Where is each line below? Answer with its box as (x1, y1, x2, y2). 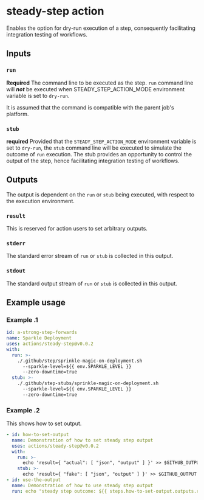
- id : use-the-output (6, 477, 61, 483)
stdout (6, 268, 26, 274)
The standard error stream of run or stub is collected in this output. (6, 252, 174, 260)
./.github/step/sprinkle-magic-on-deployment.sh (17, 358, 143, 364)
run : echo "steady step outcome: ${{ (12, 488, 107, 494)
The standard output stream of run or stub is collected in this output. (6, 280, 177, 287)
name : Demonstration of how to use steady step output (12, 482, 154, 488)
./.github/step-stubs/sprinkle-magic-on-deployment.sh (17, 380, 159, 387)
